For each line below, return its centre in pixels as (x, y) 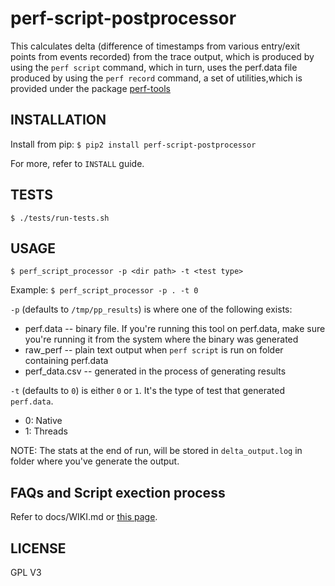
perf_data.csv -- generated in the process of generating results (155, 371)
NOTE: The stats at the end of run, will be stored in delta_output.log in (156, 451)
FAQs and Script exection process (118, 492)
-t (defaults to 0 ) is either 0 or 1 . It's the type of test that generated (147, 391)
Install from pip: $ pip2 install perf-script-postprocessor (133, 144)
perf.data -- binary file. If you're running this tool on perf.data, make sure (175, 329)
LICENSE (38, 548)
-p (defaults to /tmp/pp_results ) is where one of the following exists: (151, 309)
